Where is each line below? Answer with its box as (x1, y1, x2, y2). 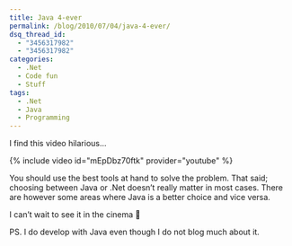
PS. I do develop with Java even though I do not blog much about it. (9, 226, 261, 238)
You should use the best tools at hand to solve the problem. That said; (9, 172, 269, 184)
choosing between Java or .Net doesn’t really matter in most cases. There (9, 182, 284, 193)
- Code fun (17, 72, 58, 81)
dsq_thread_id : (9, 30, 66, 39)
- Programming (17, 113, 70, 122)
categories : (9, 55, 54, 64)
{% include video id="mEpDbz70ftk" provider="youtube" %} (9, 155, 234, 166)
